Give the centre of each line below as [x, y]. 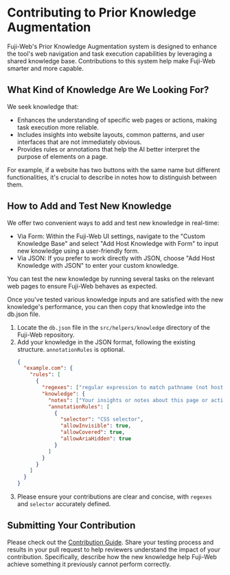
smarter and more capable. [45, 68]
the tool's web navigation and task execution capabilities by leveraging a [110, 54]
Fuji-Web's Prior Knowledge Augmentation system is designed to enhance [112, 46]
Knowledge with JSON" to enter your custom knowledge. [98, 265]
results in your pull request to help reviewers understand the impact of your [114, 550]
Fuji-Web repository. [46, 335]
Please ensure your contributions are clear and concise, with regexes [115, 496]
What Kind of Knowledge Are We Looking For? [108, 90]
